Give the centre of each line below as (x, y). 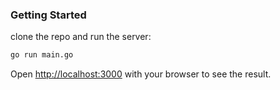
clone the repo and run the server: (81, 37)
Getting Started (48, 15)
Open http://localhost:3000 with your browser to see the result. (141, 74)
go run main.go (42, 55)
